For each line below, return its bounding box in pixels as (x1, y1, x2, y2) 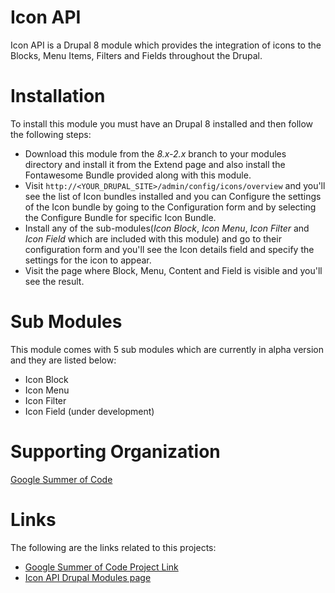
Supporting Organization (10, 441, 221, 463)
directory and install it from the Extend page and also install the (24, 158, 286, 170)
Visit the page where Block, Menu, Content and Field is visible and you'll (24, 264, 323, 276)
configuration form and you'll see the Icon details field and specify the (24, 243, 315, 255)
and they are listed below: (10, 354, 117, 366)
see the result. (24, 275, 85, 287)
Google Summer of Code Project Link (24, 561, 179, 573)
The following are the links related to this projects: (10, 541, 217, 553)
